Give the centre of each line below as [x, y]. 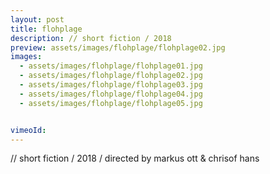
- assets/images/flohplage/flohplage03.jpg [111, 85]
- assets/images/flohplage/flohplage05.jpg [111, 103]
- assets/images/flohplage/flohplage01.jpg [111, 66]
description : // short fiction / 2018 [91, 38]
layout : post [37, 19]
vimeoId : [28, 130]
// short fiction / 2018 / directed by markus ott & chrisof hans [135, 158]
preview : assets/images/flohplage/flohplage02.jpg [118, 47]
